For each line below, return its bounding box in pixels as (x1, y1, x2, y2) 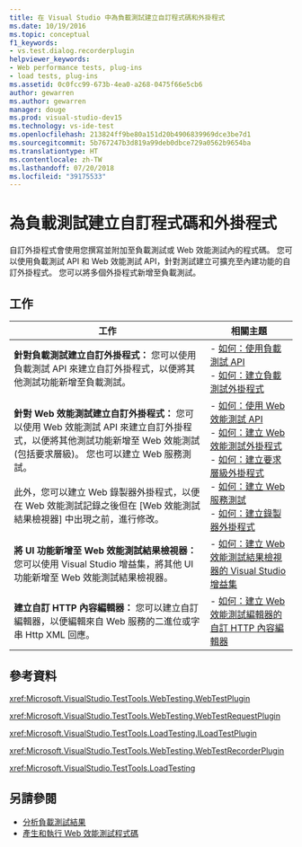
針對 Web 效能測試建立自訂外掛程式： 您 (13, 408, 186, 419)
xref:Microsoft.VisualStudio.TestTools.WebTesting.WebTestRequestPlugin (9, 710, 281, 721)
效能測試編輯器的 (209, 608, 283, 621)
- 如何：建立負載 (209, 369, 281, 382)
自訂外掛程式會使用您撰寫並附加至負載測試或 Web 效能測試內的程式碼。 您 (9, 244, 285, 256)
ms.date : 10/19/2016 (9, 22, 87, 31)
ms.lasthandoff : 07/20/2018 (9, 163, 115, 172)
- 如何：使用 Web (209, 400, 286, 411)
